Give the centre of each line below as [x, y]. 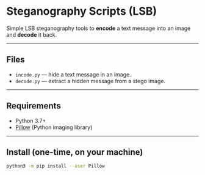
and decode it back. [31, 34]
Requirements [34, 106]
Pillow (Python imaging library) [54, 127]
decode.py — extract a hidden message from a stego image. [90, 81]
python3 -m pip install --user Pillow [56, 166]
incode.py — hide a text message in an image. [73, 74]
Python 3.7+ [31, 121]
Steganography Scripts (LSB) [82, 11]
